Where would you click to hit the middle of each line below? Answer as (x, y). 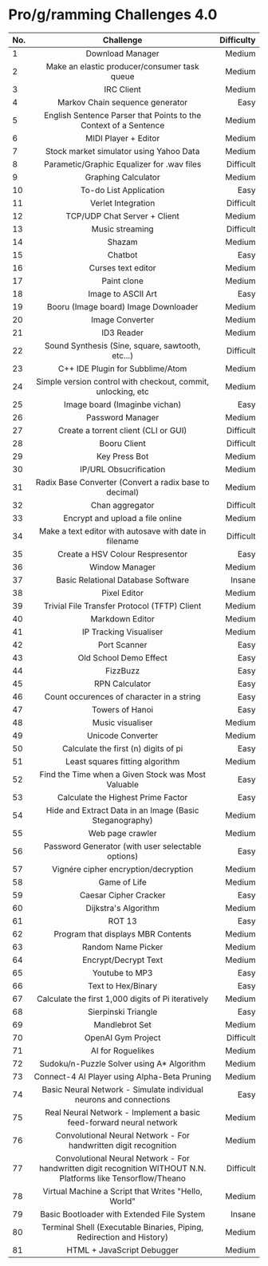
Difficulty (237, 40)
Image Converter (123, 319)
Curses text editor (123, 267)
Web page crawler (122, 833)
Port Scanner (122, 645)
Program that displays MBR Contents (122, 933)
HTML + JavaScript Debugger (123, 1250)
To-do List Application (122, 190)
